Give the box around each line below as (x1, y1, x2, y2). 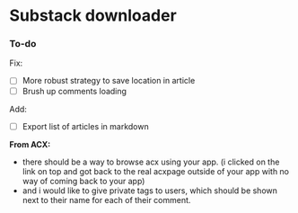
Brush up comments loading (22, 85, 127, 96)
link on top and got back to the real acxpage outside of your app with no (22, 165, 290, 176)
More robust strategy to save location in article (22, 75, 196, 86)
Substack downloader (9, 5, 177, 26)
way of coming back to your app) (22, 175, 145, 186)
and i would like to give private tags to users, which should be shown (22, 185, 278, 196)
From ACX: (9, 138, 51, 149)
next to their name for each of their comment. (22, 194, 191, 205)
